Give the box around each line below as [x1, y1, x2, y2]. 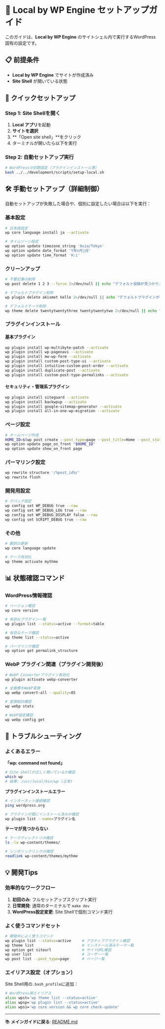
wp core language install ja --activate [5, 230, 89, 235]
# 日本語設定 [5, 225, 28, 231]
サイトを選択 [12, 128, 38, 134]
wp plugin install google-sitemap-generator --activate [5, 404, 122, 409]
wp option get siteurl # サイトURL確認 [5, 947, 111, 952]
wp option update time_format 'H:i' [5, 252, 80, 258]
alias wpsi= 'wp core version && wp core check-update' [5, 1005, 120, 1010]
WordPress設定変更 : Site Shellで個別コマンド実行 [12, 909, 113, 915]
